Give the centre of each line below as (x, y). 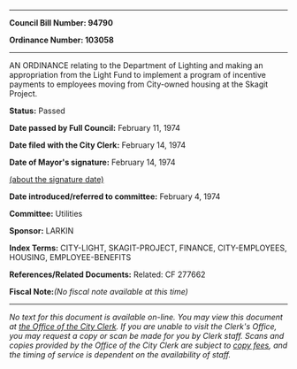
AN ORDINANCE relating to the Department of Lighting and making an (136, 65)
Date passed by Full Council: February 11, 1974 (95, 128)
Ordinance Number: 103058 (62, 40)
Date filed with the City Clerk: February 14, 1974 (98, 145)
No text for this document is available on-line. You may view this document (146, 317)
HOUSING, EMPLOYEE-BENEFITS (70, 257)
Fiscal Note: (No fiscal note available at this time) (99, 292)
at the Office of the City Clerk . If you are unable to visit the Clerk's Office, (143, 327)
